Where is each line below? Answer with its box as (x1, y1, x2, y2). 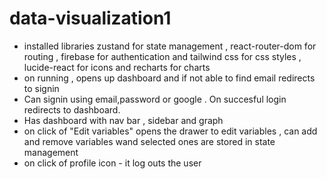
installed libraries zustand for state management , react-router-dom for (23, 40, 317, 52)
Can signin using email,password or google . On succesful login (23, 93, 287, 105)
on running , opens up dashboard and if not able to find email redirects (23, 72, 316, 84)
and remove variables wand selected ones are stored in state (23, 135, 276, 147)
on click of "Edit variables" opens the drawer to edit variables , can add (23, 125, 318, 137)
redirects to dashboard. (23, 103, 121, 116)
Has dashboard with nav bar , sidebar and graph (23, 114, 224, 126)
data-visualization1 (9, 7, 172, 30)
